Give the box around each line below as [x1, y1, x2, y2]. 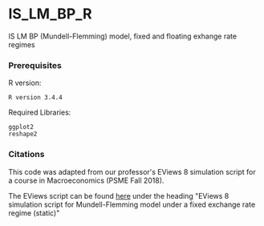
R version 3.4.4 [8, 94, 63, 102]
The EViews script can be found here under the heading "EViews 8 [8, 191, 229, 200]
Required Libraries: [8, 107, 71, 117]
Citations [8, 149, 45, 160]
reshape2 [8, 130, 38, 139]
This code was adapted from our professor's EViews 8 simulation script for [8, 167, 256, 176]
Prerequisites [8, 59, 62, 71]
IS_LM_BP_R [8, 5, 92, 23]
